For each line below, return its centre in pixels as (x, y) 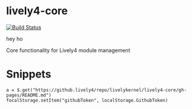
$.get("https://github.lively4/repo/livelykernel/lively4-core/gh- (102, 90)
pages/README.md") (29, 95)
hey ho (15, 39)
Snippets (29, 74)
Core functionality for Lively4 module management (68, 50)
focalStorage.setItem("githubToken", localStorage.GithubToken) (87, 100)
